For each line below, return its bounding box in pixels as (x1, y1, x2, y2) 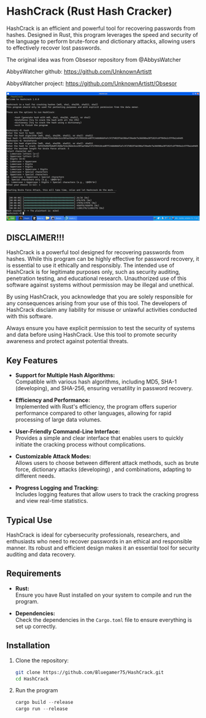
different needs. (15, 472, 56, 480)
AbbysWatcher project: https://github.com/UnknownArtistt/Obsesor (6, 80, 177, 87)
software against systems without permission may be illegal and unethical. (6, 281, 194, 289)
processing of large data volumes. (15, 416, 102, 423)
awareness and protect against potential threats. (6, 338, 129, 345)
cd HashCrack (15, 676, 49, 682)
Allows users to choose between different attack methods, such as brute (15, 459, 199, 467)
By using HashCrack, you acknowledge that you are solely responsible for (6, 293, 193, 301)
